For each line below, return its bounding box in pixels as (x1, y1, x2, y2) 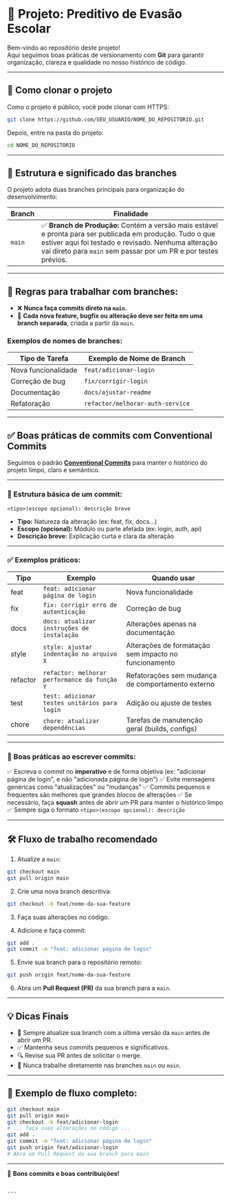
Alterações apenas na (126, 619, 197, 628)
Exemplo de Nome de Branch (88, 354, 186, 364)
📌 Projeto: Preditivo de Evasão (7, 6, 182, 22)
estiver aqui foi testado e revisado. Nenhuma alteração (41, 238, 218, 247)
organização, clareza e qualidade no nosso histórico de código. (7, 58, 187, 66)
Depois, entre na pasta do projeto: (7, 129, 104, 137)
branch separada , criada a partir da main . (16, 319, 135, 327)
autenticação (43, 608, 86, 616)
